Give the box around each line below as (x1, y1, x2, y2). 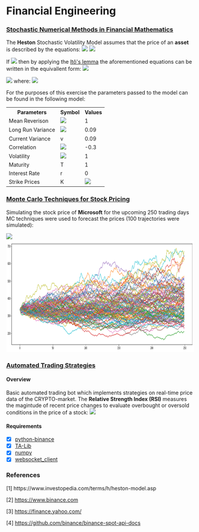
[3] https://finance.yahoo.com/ (6, 508, 82, 515)
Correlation (8, 143, 37, 151)
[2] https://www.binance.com (6, 496, 79, 503)
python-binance (14, 436, 55, 443)
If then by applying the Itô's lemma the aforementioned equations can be (6, 58, 192, 65)
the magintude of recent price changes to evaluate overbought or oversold (6, 402, 189, 409)
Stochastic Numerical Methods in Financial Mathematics (6, 26, 174, 34)
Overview (6, 376, 31, 383)
